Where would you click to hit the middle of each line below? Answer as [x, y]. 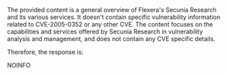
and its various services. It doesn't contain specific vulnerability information [114, 17]
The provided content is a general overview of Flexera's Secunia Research [112, 10]
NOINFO [19, 65]
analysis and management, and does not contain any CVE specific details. [111, 39]
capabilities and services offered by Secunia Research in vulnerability [105, 31]
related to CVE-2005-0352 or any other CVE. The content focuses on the [110, 24]
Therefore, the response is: [45, 52]
